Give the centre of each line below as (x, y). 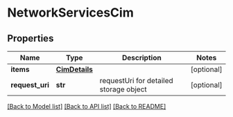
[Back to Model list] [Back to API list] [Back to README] (87, 106)
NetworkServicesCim (70, 13)
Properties (31, 38)
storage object (123, 89)
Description (141, 58)
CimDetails (75, 69)
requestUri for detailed (136, 81)
